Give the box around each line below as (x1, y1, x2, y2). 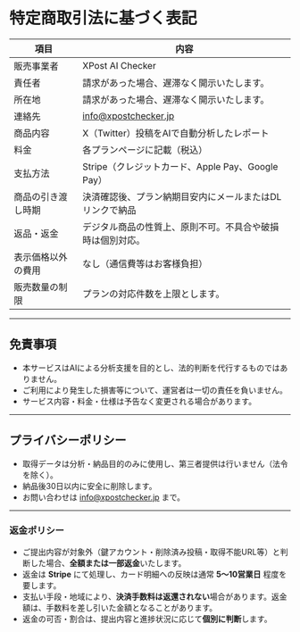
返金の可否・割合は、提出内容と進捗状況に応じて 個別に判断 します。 (21, 613, 272, 624)
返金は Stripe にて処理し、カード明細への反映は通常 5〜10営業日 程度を (21, 569, 287, 579)
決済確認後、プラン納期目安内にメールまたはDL (82, 190, 282, 203)
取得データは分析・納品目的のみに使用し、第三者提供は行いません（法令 (21, 458, 288, 469)
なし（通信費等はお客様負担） (82, 257, 208, 270)
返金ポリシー (9, 524, 65, 536)
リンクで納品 (82, 204, 137, 216)
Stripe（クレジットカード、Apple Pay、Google (82, 160, 279, 172)
